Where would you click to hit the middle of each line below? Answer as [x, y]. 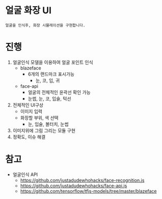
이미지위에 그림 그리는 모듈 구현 [44, 130]
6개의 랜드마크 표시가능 [51, 74]
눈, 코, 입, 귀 [48, 80]
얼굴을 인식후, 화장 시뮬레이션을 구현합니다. [45, 25]
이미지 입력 [31, 111]
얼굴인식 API [25, 175]
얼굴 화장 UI [29, 10]
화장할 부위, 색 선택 [39, 117]
